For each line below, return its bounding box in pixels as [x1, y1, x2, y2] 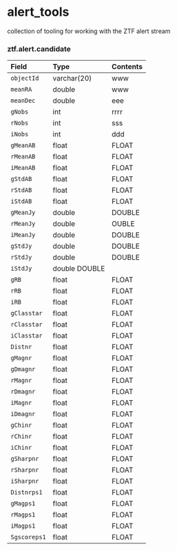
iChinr [10, 444, 32, 452]
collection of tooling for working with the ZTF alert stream [7, 27, 171, 35]
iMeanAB [10, 164, 36, 172]
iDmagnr [10, 410, 36, 418]
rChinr [10, 433, 32, 441]
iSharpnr [10, 477, 39, 486]
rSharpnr [10, 466, 39, 474]
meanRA [10, 85, 32, 94]
